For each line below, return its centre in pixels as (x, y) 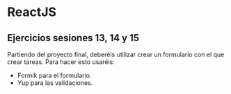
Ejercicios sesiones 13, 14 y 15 (73, 38)
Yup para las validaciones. (55, 83)
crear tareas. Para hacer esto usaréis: (61, 62)
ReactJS (32, 12)
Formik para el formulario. (54, 75)
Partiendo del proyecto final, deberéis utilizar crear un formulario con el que (116, 54)
